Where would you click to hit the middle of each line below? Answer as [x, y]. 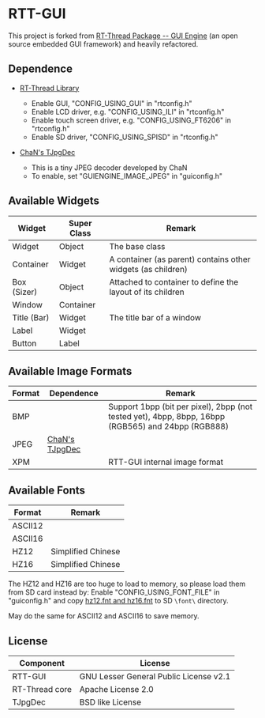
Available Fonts [47, 490]
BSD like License [110, 702]
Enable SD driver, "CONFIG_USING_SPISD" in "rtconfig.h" [125, 137]
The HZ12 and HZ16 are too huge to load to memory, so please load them [127, 584]
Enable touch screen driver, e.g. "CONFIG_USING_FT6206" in [131, 120]
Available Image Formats [70, 371]
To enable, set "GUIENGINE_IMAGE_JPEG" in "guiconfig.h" [127, 176]
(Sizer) [25, 292]
